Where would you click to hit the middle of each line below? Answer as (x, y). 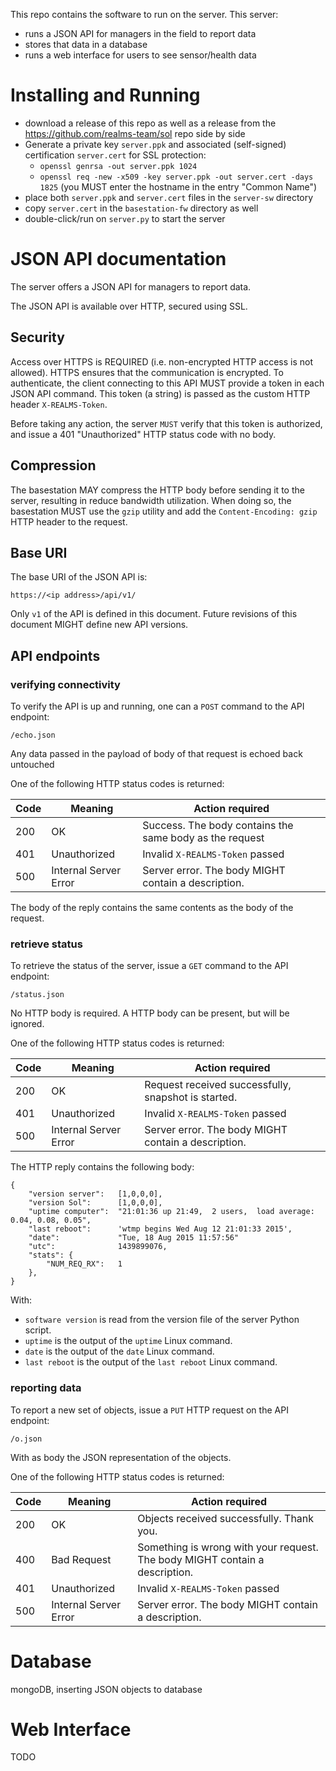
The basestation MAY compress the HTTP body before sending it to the (157, 490)
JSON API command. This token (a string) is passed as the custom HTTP (160, 393)
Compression (53, 465)
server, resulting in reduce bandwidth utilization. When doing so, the (151, 500)
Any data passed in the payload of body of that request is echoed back (156, 753)
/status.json (37, 995)
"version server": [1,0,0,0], (95, 1194)
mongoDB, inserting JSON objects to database (106, 1689)
